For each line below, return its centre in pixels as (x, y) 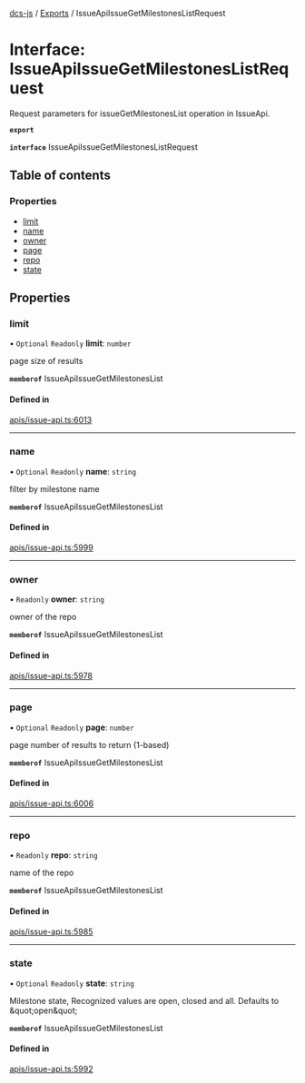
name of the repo (42, 873)
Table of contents (60, 176)
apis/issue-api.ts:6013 (51, 419)
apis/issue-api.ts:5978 (51, 675)
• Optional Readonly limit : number (70, 343)
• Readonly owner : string (57, 599)
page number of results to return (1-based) (89, 744)
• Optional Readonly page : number (72, 727)
